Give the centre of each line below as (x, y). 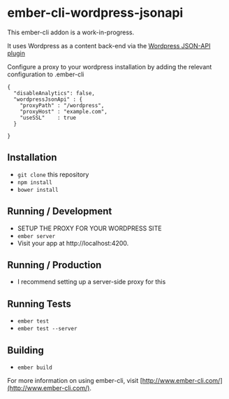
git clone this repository (53, 174)
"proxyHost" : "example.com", (64, 111)
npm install (35, 182)
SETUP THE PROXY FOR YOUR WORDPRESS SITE (89, 228)
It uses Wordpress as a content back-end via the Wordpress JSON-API (109, 45)
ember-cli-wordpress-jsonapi (95, 13)
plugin (16, 53)
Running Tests (39, 303)
